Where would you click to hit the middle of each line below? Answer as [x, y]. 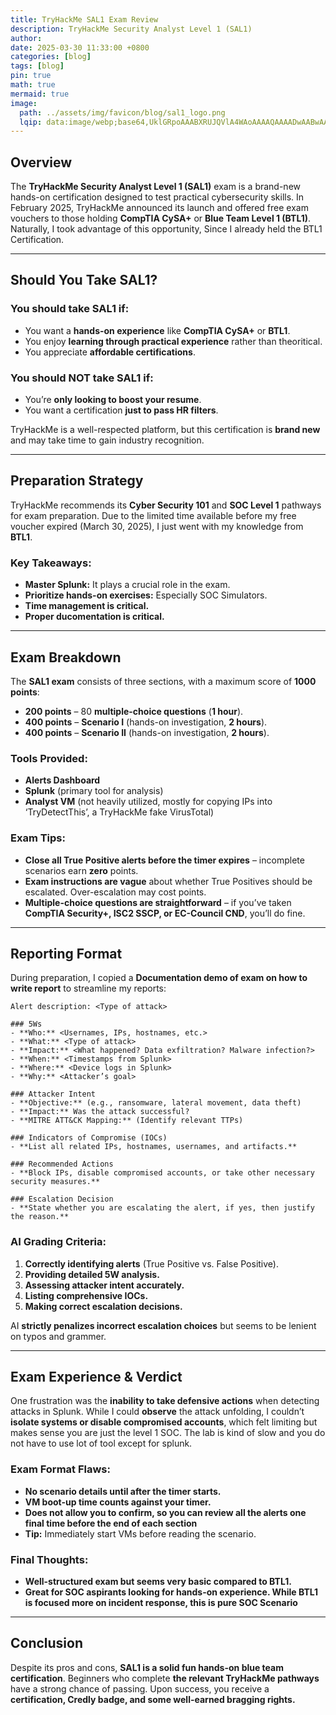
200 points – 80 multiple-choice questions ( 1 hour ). [134, 711]
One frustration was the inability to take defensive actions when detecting [165, 1401]
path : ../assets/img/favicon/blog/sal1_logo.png [122, 112]
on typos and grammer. [58, 1336]
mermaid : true [40, 94]
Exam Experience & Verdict [96, 1377]
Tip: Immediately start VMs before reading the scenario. [140, 1533]
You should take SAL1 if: [70, 309]
